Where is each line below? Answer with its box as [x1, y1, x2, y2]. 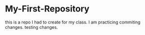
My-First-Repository [5, 3, 90, 14]
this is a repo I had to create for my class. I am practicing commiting [5, 19, 141, 25]
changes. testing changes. [5, 24, 58, 30]
